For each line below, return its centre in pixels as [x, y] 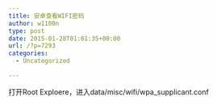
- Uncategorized [43, 61]
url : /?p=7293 [32, 46]
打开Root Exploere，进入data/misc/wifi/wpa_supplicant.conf [109, 92]
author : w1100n [34, 23]
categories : [28, 53]
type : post [27, 31]
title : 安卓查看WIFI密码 [46, 16]
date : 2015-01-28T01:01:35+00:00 [65, 38]
